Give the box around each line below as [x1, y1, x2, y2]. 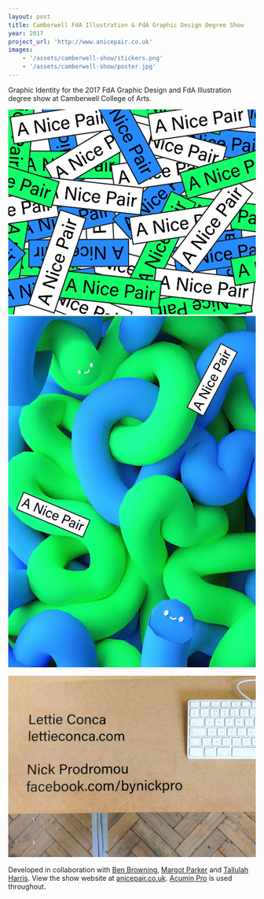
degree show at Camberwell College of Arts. [8, 93, 152, 103]
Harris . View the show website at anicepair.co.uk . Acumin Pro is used [8, 874, 233, 883]
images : [8, 46, 34, 54]
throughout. [8, 882, 46, 891]
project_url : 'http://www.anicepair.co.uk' [8, 38, 153, 46]
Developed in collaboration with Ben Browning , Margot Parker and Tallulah [8, 865, 249, 875]
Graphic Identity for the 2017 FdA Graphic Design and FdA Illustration [8, 85, 232, 95]
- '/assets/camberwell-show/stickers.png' [22, 54, 163, 62]
